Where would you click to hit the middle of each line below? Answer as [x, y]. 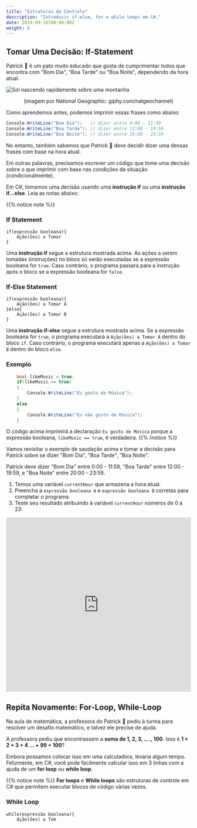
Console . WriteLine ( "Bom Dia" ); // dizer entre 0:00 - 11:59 [84, 123]
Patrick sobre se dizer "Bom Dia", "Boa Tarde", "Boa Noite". [78, 455]
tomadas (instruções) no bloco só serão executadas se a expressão [88, 259]
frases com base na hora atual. [43, 152]
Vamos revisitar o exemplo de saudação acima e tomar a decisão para [91, 449]
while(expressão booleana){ [40, 814]
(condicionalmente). [30, 175]
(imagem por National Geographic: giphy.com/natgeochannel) [98, 101]
